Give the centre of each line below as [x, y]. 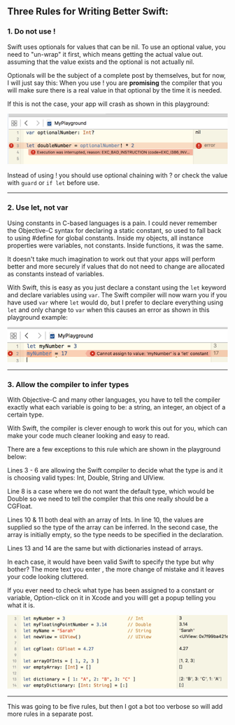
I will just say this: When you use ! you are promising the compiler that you [115, 83]
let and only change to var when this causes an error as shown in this [108, 310]
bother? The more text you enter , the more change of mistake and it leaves [116, 569]
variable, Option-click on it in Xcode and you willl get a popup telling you [112, 597]
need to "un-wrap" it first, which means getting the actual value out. [105, 54]
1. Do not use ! [31, 32]
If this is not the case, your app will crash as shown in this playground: [108, 104]
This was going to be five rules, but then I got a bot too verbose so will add [115, 706]
